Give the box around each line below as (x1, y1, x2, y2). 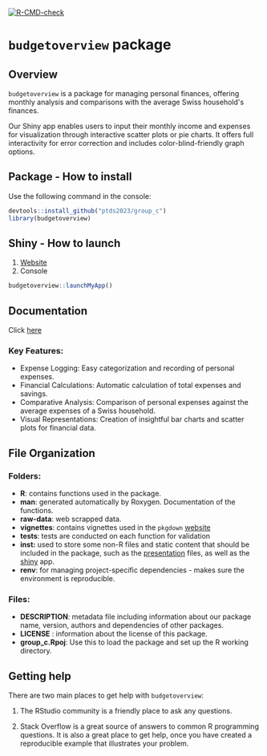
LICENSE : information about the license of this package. (19, 629, 208, 639)
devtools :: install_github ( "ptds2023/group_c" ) (8, 207, 167, 215)
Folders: (8, 470, 42, 481)
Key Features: (8, 345, 64, 356)
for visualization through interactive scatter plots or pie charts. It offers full (8, 130, 254, 139)
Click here (8, 325, 42, 335)
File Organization (8, 446, 96, 460)
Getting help (8, 669, 71, 683)
